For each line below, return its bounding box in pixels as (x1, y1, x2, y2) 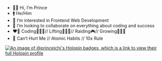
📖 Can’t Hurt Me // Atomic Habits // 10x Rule (12, 35, 103, 41)
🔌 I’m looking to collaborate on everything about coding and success (12, 23, 154, 28)
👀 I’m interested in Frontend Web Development (12, 17, 109, 23)
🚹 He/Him (12, 10, 32, 16)
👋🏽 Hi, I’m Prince (12, 5, 48, 10)
